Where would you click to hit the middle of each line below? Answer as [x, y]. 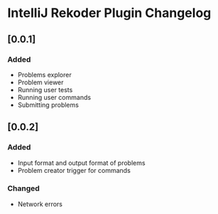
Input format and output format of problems [81, 163]
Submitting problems [48, 105]
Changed [24, 188]
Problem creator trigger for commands [74, 170]
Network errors [40, 204]
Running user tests [45, 89]
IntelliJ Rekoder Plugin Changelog [109, 13]
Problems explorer [45, 74]
